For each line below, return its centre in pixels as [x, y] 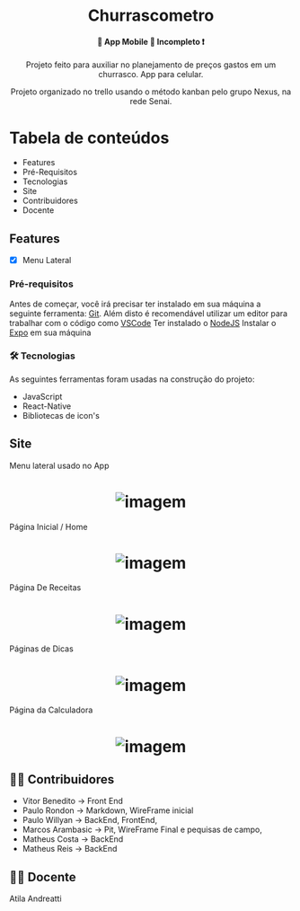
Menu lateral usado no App [59, 465]
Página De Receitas [45, 588]
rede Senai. [151, 102]
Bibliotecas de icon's [61, 415]
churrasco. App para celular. [151, 75]
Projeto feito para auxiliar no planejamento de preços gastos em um [151, 65]
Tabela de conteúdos [89, 138]
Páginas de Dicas [41, 649]
